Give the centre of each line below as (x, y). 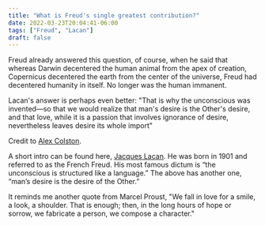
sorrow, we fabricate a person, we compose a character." (102, 213)
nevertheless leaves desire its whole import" (80, 126)
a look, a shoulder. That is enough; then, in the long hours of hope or (120, 205)
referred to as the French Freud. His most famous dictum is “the (112, 165)
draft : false (30, 38)
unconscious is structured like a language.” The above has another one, (125, 173)
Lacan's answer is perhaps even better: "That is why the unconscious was (129, 100)
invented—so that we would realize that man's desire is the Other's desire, (129, 109)
